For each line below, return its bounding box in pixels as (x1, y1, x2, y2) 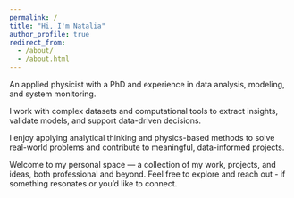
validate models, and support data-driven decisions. (9, 115, 202, 126)
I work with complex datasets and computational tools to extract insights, (9, 106, 279, 116)
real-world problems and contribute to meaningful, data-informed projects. (9, 142, 285, 153)
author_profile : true (9, 29, 90, 38)
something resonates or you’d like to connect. (9, 178, 178, 188)
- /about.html (17, 54, 70, 63)
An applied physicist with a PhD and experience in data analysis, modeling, (9, 79, 285, 89)
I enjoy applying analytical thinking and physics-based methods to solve (9, 133, 275, 143)
